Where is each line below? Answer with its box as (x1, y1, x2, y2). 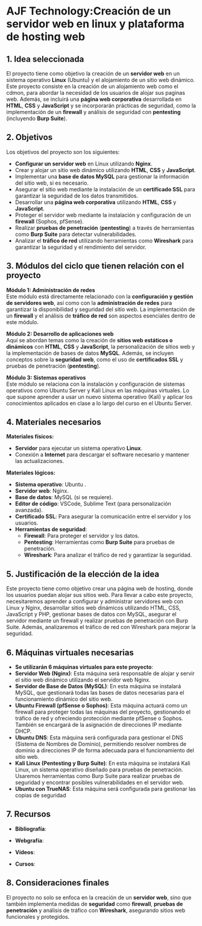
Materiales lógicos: (6, 469, 55, 476)
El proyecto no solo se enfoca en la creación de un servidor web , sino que (6, 893, 192, 901)
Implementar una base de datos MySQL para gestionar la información (14, 173, 189, 180)
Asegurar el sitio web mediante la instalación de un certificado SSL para (14, 185, 195, 193)
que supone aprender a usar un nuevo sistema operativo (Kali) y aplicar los (6, 393, 193, 400)
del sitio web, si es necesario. (14, 179, 89, 187)
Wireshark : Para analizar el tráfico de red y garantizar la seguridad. (24, 551, 192, 559)
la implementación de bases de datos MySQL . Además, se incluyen (6, 349, 174, 357)
